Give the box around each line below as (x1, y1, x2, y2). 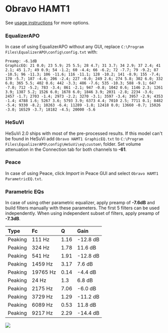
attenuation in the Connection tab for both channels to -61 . (5, 146, 127, 152)
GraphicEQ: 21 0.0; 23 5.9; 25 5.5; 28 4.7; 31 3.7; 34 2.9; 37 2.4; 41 (5, 63, 161, 68)
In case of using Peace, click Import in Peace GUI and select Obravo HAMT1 (5, 170, 158, 176)
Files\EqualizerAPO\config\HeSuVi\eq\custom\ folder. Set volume (5, 141, 141, 147)
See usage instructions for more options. (5, 20, 90, 26)
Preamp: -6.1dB (5, 59, 37, 64)
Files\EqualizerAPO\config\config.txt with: (5, 49, 98, 55)
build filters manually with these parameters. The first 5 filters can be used (5, 205, 160, 211)
